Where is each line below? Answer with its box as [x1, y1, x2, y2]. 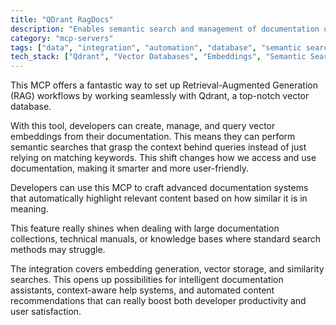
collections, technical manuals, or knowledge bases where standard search [10, 233, 321, 245]
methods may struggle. [10, 244, 106, 256]
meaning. [10, 203, 49, 215]
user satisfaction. [10, 306, 82, 318]
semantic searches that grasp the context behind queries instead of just [10, 141, 307, 153]
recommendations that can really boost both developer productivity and [10, 295, 307, 307]
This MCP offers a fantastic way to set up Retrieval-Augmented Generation [10, 79, 318, 91]
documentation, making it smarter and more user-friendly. [10, 162, 249, 175]
